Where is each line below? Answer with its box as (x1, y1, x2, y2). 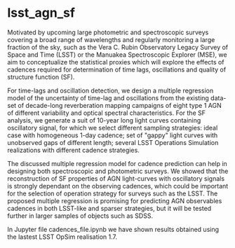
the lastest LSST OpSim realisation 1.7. (7, 233, 118, 241)
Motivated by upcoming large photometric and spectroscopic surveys (7, 28, 209, 36)
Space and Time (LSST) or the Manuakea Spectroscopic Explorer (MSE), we (7, 50, 227, 59)
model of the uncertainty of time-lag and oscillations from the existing (7, 93, 209, 102)
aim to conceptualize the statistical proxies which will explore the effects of (7, 57, 224, 66)
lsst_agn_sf (7, 5, 76, 21)
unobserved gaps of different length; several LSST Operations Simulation (7, 138, 219, 146)
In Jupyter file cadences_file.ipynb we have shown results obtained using (7, 225, 220, 233)
